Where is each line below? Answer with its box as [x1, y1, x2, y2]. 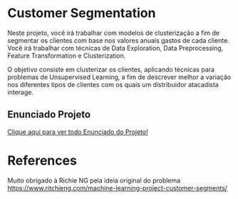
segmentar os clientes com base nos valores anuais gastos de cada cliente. [7, 36, 229, 44]
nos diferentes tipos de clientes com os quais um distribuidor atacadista [7, 80, 219, 88]
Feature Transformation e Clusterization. [7, 51, 126, 60]
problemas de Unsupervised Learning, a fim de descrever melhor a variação [7, 73, 232, 81]
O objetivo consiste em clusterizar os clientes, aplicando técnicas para [7, 65, 215, 73]
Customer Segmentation [7, 5, 156, 21]
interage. [7, 88, 34, 96]
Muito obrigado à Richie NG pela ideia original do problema [7, 176, 181, 185]
